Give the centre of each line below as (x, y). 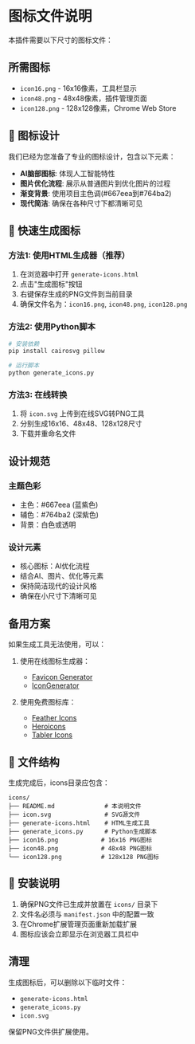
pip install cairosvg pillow (57, 351)
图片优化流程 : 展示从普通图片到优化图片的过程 (95, 183)
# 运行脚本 (24, 366)
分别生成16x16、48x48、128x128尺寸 (81, 424)
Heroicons (49, 727)
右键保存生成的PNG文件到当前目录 (76, 294)
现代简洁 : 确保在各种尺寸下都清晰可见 (81, 203)
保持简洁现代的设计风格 (58, 586)
